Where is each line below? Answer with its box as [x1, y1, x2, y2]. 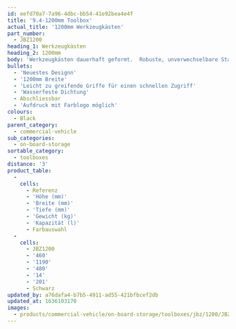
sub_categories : [7, 134, 55, 141]
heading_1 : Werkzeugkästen [7, 43, 86, 50]
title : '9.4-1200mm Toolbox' [7, 17, 93, 24]
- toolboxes [13, 154, 49, 162]
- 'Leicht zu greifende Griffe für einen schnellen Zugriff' [13, 82, 197, 89]
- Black [13, 115, 37, 122]
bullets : [7, 63, 33, 70]
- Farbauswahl [25, 226, 68, 233]
